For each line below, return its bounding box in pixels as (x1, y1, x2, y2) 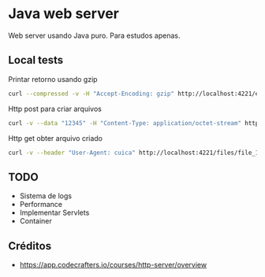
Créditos (8, 239, 52, 253)
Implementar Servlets (19, 208, 90, 217)
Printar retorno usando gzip (8, 74, 98, 83)
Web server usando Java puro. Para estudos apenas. (8, 31, 181, 40)
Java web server (8, 5, 120, 23)
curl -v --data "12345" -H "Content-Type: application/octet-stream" (8, 119, 242, 127)
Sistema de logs (19, 191, 73, 201)
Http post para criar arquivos (8, 104, 103, 113)
